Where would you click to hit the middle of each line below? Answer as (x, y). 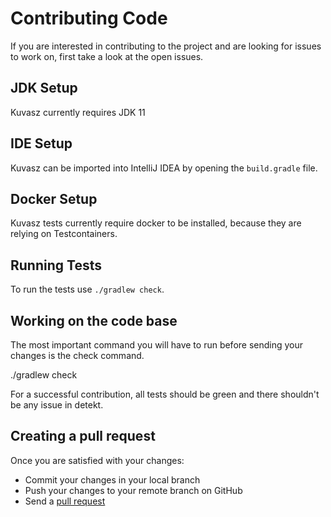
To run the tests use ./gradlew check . (87, 289)
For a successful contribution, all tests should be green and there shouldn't (165, 394)
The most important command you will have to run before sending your (157, 345)
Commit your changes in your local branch (112, 479)
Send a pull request (65, 501)
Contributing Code (89, 18)
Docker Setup (54, 198)
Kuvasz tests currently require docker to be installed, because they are (156, 223)
